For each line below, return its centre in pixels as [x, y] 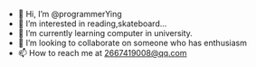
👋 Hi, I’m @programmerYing [70, 14]
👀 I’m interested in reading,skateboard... [92, 24]
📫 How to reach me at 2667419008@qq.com [102, 53]
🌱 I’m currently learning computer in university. [105, 33]
